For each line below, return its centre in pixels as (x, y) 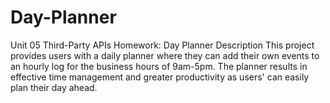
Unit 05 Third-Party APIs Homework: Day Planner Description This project (162, 45)
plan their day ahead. (54, 87)
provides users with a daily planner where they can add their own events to (165, 55)
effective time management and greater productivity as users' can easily (160, 77)
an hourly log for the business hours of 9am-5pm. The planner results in (159, 66)
